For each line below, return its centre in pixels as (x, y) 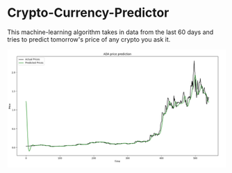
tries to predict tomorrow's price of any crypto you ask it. (89, 39)
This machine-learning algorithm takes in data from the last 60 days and (110, 32)
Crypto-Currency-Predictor (88, 13)
